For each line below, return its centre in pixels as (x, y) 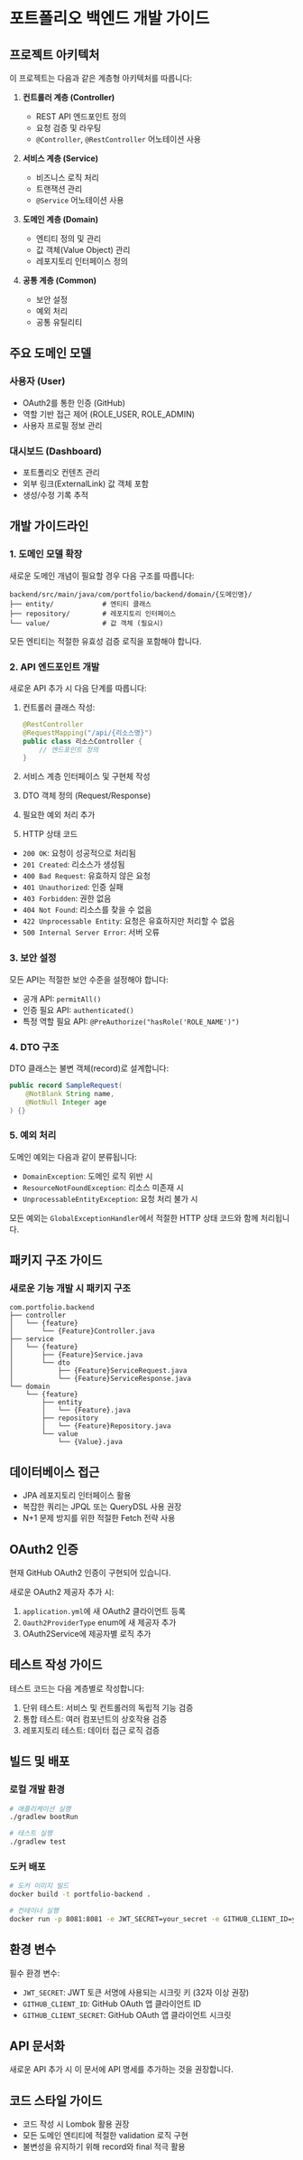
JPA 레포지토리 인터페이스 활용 (77, 1496)
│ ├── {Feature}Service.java (76, 1355)
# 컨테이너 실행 (34, 1911)
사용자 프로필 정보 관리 (62, 425)
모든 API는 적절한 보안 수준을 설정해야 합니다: (89, 979)
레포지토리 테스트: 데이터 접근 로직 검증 (91, 1730)
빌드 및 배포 (40, 1762)
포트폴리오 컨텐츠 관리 (61, 472)
